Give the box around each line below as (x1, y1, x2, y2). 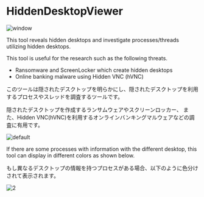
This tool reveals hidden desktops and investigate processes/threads (6, 36, 180, 43)
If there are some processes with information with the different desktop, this (6, 145, 197, 152)
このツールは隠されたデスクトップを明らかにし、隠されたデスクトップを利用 (6, 85, 199, 93)
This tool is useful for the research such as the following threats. (6, 54, 167, 62)
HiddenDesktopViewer (6, 4, 124, 18)
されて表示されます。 (6, 172, 60, 179)
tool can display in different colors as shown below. (6, 151, 135, 159)
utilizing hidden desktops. (6, 43, 71, 50)
